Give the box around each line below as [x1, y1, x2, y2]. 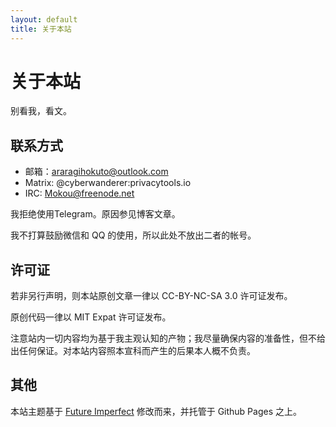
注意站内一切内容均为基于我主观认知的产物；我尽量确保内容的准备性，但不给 [10, 332, 326, 345]
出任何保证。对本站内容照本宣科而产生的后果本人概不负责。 [10, 345, 256, 357]
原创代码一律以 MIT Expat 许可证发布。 [10, 311, 172, 323]
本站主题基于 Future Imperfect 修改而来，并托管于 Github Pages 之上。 [10, 405, 303, 417]
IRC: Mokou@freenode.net [24, 187, 135, 200]
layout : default [10, 14, 78, 25]
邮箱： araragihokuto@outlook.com [24, 166, 169, 178]
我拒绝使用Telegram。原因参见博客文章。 [10, 208, 181, 220]
